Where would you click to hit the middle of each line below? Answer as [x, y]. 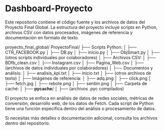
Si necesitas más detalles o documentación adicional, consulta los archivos [81, 118]
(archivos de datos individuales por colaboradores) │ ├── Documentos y [79, 68]
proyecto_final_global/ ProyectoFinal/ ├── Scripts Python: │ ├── [71, 47]
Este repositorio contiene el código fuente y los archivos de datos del [75, 22]
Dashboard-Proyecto [49, 9]
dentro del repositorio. [28, 123]
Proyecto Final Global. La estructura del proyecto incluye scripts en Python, [82, 27]
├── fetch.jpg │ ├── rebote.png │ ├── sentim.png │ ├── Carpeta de [76, 83]
